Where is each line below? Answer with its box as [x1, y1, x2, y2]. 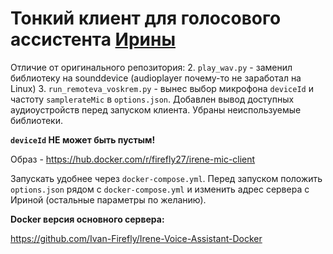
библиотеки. [10, 114, 63, 126]
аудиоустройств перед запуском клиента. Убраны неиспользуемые [10, 103, 302, 116]
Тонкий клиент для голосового [10, 7, 282, 30]
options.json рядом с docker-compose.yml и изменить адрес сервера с [10, 183, 310, 195]
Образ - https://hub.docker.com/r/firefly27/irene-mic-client [10, 153, 256, 165]
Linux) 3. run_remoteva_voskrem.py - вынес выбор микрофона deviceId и [10, 82, 314, 94]
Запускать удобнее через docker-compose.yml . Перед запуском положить [10, 172, 323, 184]
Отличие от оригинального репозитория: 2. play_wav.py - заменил [10, 61, 293, 73]
